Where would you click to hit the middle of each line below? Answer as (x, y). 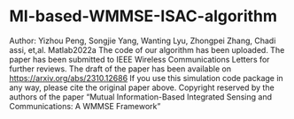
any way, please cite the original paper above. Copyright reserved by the (142, 87)
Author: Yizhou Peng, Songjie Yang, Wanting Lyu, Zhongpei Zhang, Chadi (143, 41)
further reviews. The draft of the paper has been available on (120, 69)
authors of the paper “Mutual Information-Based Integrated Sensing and (141, 97)
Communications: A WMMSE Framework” (85, 106)
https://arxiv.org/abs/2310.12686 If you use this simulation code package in (146, 78)
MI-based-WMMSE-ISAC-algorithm (143, 16)
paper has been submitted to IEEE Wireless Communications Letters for (139, 59)
